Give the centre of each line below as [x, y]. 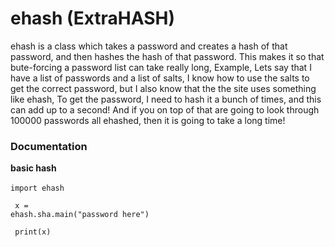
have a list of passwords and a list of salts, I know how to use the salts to [160, 78]
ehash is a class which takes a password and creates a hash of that [149, 46]
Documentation [49, 146]
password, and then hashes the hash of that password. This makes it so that [167, 56]
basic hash [33, 168]
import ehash [37, 188]
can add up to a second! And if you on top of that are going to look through [165, 109]
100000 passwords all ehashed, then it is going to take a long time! [148, 120]
